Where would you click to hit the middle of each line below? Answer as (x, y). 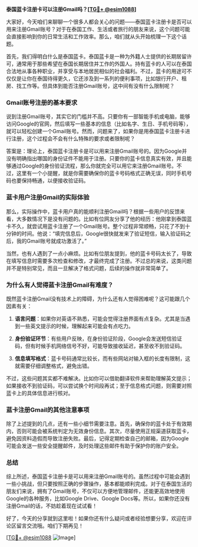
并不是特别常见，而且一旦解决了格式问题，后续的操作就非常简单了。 (89, 268)
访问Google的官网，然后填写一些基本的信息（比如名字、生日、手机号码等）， (99, 124)
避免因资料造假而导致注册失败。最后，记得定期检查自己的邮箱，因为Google (98, 439)
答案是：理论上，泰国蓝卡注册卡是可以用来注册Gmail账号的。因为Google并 (97, 151)
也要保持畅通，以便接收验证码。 (50, 181)
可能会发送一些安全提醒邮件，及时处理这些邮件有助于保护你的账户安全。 (94, 446)
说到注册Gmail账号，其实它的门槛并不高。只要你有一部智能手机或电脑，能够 (98, 117)
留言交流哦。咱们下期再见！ (50, 526)
